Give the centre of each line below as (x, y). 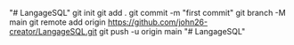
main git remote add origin (58, 22)
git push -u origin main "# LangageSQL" (172, 31)
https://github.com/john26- (157, 22)
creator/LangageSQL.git (53, 31)
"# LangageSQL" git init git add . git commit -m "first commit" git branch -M (148, 13)
